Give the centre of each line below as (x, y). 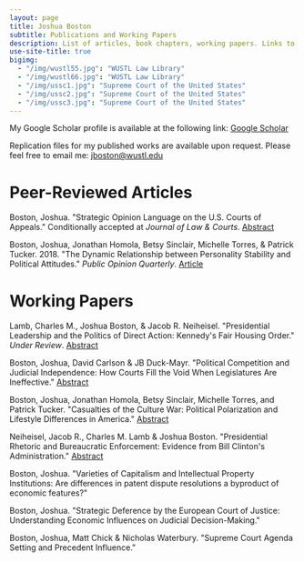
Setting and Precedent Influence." (73, 547)
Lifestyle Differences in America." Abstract (89, 419)
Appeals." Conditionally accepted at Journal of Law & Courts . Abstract (142, 227)
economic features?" (49, 493)
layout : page (34, 18)
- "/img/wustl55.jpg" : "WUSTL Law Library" (101, 69)
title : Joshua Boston (51, 26)
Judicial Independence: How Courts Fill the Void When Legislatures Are (143, 373)
